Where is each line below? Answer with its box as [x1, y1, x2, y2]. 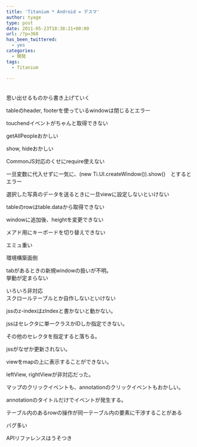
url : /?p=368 [6, 31, 39, 37]
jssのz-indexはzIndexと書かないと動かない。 [6, 308, 116, 315]
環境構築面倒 [6, 254, 38, 261]
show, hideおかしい [6, 145, 54, 153]
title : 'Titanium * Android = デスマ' [6, 8, 100, 15]
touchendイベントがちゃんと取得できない [6, 120, 109, 127]
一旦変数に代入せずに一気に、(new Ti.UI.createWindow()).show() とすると [6, 171, 192, 178]
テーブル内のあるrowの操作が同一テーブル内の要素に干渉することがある [6, 409, 182, 416]
